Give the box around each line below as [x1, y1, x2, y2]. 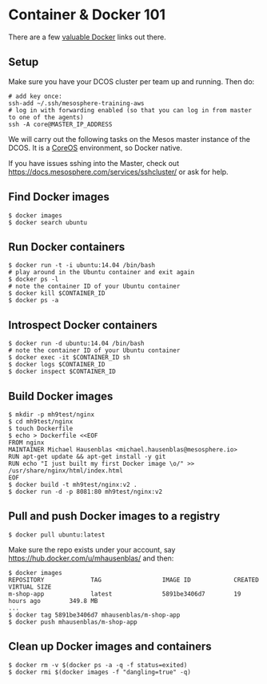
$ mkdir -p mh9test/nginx [8, 411, 94, 419]
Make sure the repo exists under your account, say [8, 544, 176, 554]
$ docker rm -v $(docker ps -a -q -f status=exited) [8, 661, 188, 669]
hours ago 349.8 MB [8, 597, 98, 605]
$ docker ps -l [8, 275, 59, 284]
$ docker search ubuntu [8, 218, 88, 226]
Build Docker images [8, 389, 114, 403]
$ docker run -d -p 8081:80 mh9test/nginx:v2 [8, 488, 162, 496]
